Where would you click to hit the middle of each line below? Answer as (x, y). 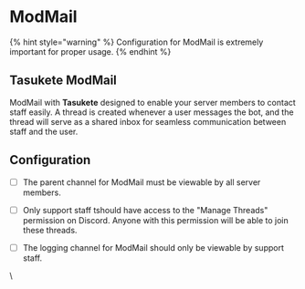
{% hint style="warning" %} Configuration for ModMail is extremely (137, 42)
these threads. (50, 230)
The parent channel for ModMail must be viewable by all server (142, 182)
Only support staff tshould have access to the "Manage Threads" (145, 210)
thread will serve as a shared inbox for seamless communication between (148, 121)
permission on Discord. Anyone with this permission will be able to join (156, 220)
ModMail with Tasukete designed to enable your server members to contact (153, 102)
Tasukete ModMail (63, 81)
